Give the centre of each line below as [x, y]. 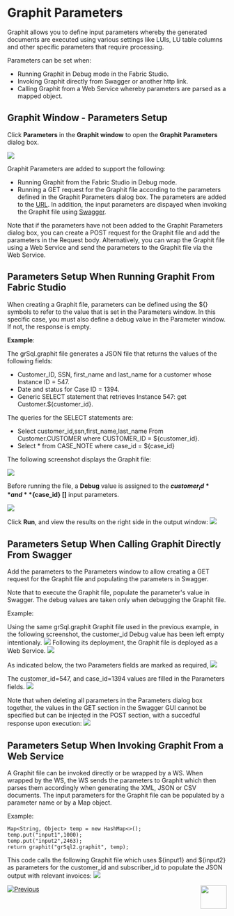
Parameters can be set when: [49, 60]
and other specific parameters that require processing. [86, 47]
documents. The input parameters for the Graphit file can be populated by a [116, 795]
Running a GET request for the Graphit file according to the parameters [119, 189]
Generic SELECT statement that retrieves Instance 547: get [102, 396]
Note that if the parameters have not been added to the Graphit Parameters [115, 225]
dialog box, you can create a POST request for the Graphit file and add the [114, 232]
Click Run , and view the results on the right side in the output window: [108, 522]
